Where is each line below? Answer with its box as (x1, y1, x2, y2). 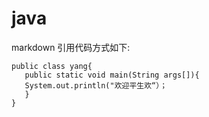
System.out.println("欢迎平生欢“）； (24, 80, 168, 91)
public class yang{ (11, 61, 93, 71)
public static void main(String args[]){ (24, 70, 200, 80)
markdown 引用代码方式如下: (11, 41, 131, 53)
